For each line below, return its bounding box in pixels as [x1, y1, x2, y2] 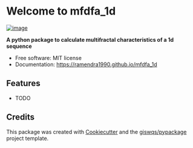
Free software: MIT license [15, 54, 82, 61]
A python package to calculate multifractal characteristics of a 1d [6, 36, 174, 43]
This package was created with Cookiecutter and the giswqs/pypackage [6, 128, 187, 135]
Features [6, 78, 41, 89]
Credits [6, 112, 35, 123]
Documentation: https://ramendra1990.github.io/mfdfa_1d [15, 61, 157, 68]
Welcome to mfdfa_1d [6, 4, 116, 18]
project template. [6, 135, 49, 142]
